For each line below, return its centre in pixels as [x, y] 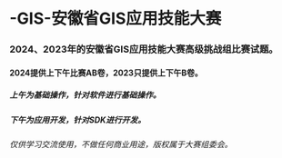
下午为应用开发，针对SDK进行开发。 [78, 120]
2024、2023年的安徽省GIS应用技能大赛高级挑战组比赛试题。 [144, 49]
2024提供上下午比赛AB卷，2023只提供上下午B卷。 [106, 73]
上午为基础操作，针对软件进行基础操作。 [85, 95]
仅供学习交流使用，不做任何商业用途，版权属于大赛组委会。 [121, 144]
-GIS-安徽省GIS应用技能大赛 [116, 19]
